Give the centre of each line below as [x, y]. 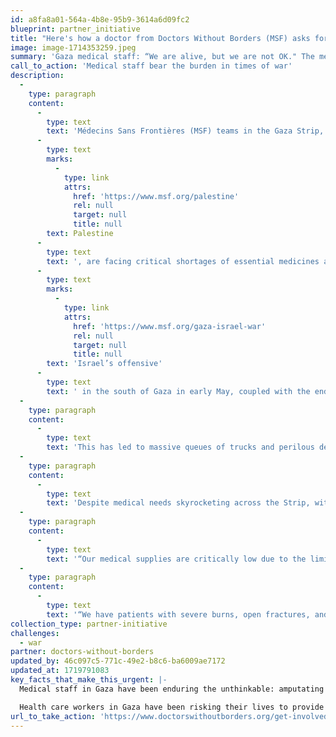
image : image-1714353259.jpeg [73, 47]
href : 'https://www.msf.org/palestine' [156, 196]
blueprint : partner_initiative [75, 29]
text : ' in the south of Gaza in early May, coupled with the [178, 391]
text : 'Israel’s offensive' [104, 364]
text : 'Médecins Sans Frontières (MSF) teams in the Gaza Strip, [185, 131]
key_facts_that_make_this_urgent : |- [89, 680]
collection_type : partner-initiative [89, 624]
